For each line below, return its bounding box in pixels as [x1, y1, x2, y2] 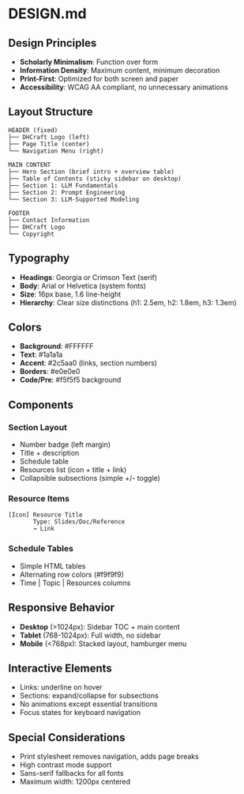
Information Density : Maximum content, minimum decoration [19, 66, 220, 75]
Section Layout [8, 422, 67, 433]
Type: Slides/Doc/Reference [32, 518, 126, 526]
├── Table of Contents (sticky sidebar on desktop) [8, 175, 182, 183]
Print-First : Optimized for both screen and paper [19, 74, 179, 83]
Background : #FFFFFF [19, 342, 94, 351]
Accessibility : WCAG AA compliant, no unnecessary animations [19, 82, 229, 92]
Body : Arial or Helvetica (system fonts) [19, 281, 146, 290]
